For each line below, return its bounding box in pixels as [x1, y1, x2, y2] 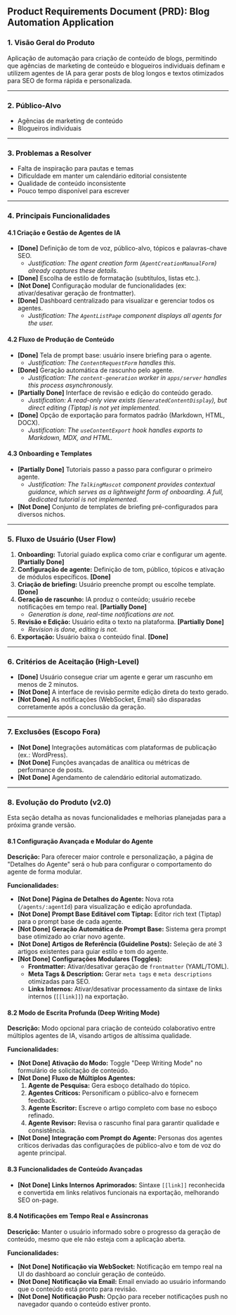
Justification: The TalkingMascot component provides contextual [27, 479, 216, 489]
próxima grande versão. [7, 821, 77, 829]
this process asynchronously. [27, 381, 114, 389]
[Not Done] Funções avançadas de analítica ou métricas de [17, 758, 190, 766]
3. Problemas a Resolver [7, 148, 92, 158]
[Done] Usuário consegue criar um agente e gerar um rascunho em [17, 673, 213, 681]
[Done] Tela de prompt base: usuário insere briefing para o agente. [17, 350, 212, 359]
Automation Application [7, 17, 114, 29]
